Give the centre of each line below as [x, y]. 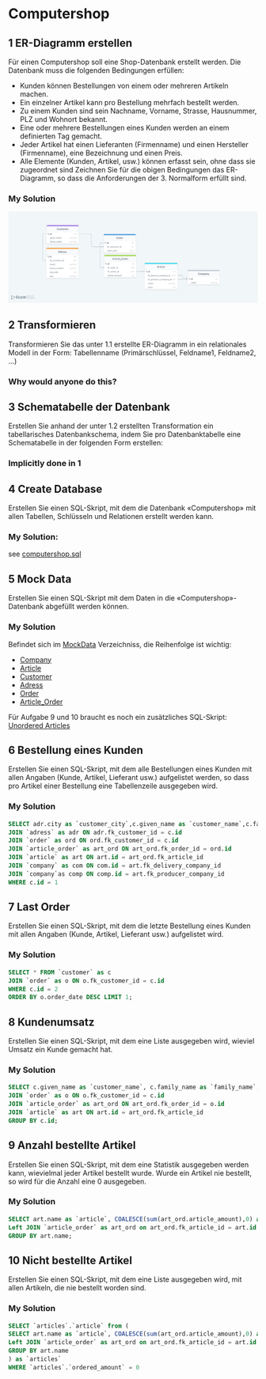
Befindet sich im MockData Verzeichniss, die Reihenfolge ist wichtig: [120, 644]
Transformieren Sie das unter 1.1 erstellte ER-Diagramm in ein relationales [127, 344]
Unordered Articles [39, 725]
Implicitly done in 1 [45, 464]
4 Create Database [55, 489]
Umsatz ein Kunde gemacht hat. [61, 1050]
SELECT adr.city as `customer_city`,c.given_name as [97, 824]
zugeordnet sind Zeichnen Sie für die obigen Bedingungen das [122, 170]
